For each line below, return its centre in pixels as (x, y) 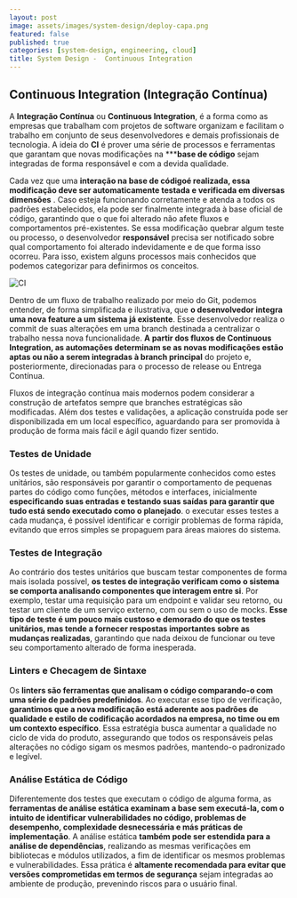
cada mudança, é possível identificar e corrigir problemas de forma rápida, (146, 520)
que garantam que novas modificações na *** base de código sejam (134, 154)
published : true (39, 42)
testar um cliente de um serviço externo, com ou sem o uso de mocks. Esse (148, 610)
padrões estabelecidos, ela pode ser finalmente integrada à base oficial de (146, 209)
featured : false (39, 34)
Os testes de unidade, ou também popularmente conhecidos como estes (143, 473)
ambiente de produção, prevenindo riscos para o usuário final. (123, 884)
